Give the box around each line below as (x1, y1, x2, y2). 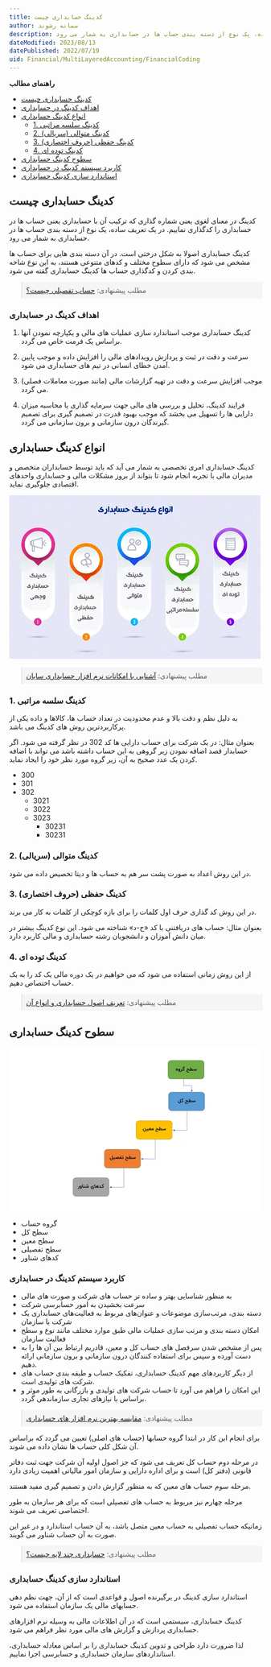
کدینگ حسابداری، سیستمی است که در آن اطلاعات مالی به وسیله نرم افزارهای (9, 1615, 242, 1626)
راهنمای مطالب (9, 79, 55, 88)
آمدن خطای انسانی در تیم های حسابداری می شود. (20, 361, 170, 370)
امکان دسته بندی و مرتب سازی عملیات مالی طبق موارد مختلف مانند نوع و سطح (20, 1326, 260, 1335)
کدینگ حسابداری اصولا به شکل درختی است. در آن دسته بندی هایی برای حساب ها (9, 248, 250, 258)
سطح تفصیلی (20, 1244, 62, 1254)
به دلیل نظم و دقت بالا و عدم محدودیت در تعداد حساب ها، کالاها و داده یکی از (9, 714, 238, 723)
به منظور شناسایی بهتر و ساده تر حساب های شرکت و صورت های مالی (20, 1291, 232, 1301)
